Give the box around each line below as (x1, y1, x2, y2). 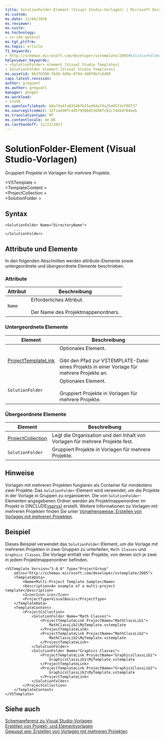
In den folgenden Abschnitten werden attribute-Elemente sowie (5, 258, 134, 264)
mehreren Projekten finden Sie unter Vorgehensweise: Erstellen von (5, 508, 142, 514)
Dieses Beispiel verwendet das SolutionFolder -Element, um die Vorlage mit (5, 541, 158, 547)
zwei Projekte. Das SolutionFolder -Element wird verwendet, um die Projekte (5, 487, 160, 493)
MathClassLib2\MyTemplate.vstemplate (49, 635, 126, 640)
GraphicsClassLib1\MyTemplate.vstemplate (49, 657, 135, 662)
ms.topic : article (5, 44, 43, 49)
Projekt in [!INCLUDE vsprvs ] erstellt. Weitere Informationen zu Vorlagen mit (5, 503, 158, 509)
